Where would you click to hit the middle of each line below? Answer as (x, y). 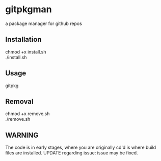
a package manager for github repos (44, 23)
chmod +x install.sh (26, 51)
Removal (19, 101)
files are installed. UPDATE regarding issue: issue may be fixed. (72, 153)
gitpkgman (29, 9)
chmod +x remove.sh (28, 114)
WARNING (22, 135)
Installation (23, 39)
